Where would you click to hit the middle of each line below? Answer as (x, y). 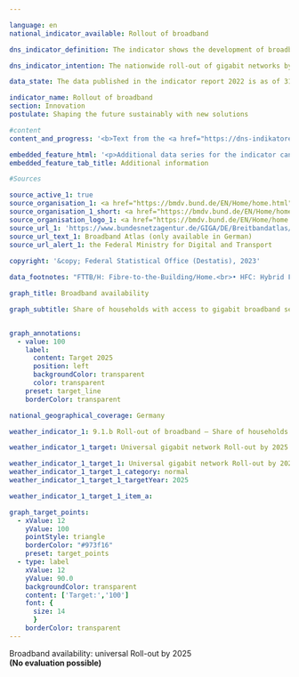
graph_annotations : (45, 333)
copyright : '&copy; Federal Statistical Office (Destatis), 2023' (135, 262)
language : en (33, 25)
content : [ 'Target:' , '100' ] (77, 595)
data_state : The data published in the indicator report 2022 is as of (145, 82)
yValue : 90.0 (49, 578)
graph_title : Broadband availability (79, 294)
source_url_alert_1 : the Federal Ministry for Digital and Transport (141, 245)
